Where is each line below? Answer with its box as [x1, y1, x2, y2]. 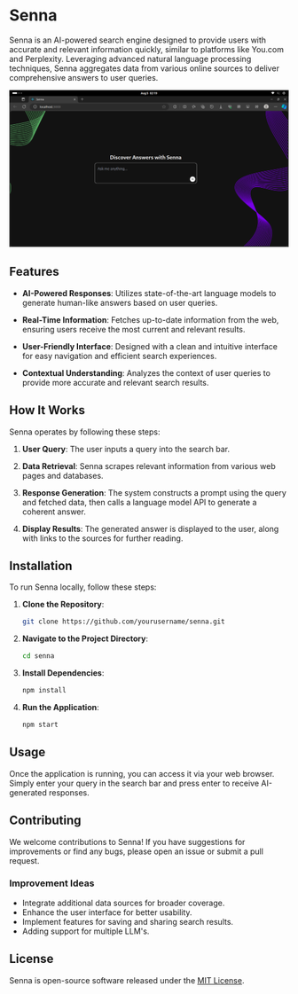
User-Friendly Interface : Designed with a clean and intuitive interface [21, 340, 278, 351]
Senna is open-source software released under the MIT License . [9, 974, 245, 985]
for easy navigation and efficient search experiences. [21, 350, 217, 361]
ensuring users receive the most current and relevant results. [21, 324, 246, 334]
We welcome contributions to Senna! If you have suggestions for [9, 836, 246, 847]
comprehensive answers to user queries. [9, 72, 159, 82]
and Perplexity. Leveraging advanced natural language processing [9, 53, 252, 64]
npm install [21, 686, 67, 695]
